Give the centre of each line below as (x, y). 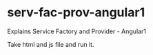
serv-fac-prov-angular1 (76, 13)
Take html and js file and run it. (51, 44)
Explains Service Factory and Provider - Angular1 (77, 31)
